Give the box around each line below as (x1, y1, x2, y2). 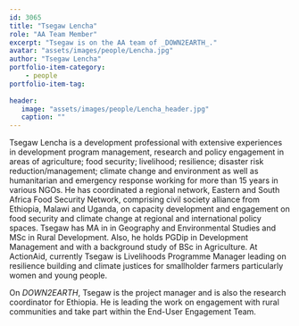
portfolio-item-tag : (9, 79, 87, 88)
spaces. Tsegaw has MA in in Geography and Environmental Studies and (9, 222, 277, 233)
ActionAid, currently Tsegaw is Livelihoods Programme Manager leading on (9, 251, 287, 262)
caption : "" (21, 113, 66, 121)
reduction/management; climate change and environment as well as (9, 166, 259, 177)
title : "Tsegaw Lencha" (9, 21, 98, 30)
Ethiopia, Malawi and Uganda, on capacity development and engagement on (9, 204, 290, 214)
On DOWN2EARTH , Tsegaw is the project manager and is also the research (9, 288, 287, 298)
